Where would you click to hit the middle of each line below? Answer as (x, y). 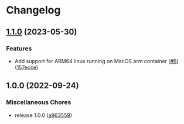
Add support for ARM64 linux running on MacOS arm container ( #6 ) (96, 61)
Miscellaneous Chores (39, 102)
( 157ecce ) (26, 67)
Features (19, 49)
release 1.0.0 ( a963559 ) (43, 115)
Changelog (33, 10)
